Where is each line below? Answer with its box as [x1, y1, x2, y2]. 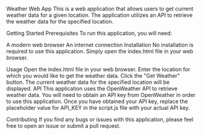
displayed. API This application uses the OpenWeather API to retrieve [6, 85, 178, 92]
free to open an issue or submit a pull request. [6, 122, 121, 129]
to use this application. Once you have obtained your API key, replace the [6, 98, 188, 105]
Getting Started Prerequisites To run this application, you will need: [6, 30, 172, 37]
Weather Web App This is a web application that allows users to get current [6, 5, 194, 12]
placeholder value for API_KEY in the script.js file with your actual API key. [6, 104, 190, 111]
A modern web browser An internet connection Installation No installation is [6, 42, 194, 48]
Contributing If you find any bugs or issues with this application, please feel [6, 116, 194, 123]
